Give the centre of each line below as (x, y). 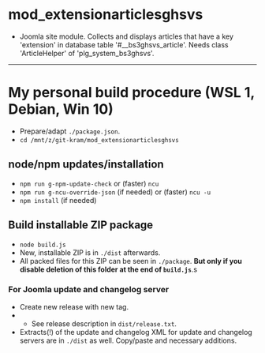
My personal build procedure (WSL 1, (131, 93)
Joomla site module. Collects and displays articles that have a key (127, 36)
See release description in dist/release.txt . (104, 323)
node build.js (43, 245)
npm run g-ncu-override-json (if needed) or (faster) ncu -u (115, 192)
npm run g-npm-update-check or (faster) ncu (89, 183)
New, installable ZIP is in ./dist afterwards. (90, 252)
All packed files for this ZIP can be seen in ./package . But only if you (131, 261)
